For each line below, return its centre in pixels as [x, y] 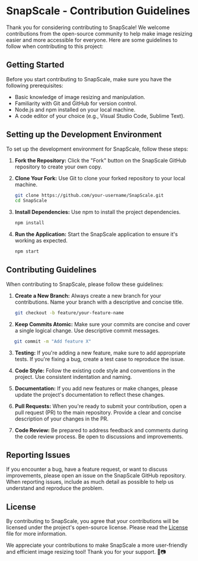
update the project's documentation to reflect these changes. [90, 394]
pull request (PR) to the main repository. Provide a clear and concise [98, 412]
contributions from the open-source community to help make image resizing [99, 33]
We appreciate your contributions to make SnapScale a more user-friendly [97, 545]
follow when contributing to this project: [55, 46]
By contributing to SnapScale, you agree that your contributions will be [92, 521]
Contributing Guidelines [51, 270]
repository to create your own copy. [58, 167]
